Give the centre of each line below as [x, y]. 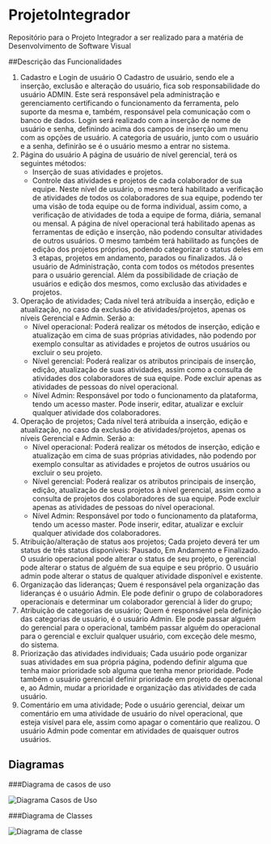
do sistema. [39, 644]
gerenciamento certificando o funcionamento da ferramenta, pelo [129, 103]
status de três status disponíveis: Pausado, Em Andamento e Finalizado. [140, 550]
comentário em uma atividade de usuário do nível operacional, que [131, 713]
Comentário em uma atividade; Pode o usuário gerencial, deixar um [132, 705]
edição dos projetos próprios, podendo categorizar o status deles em [148, 249]
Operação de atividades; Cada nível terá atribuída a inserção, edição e [137, 300]
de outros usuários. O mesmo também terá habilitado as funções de [145, 240]
